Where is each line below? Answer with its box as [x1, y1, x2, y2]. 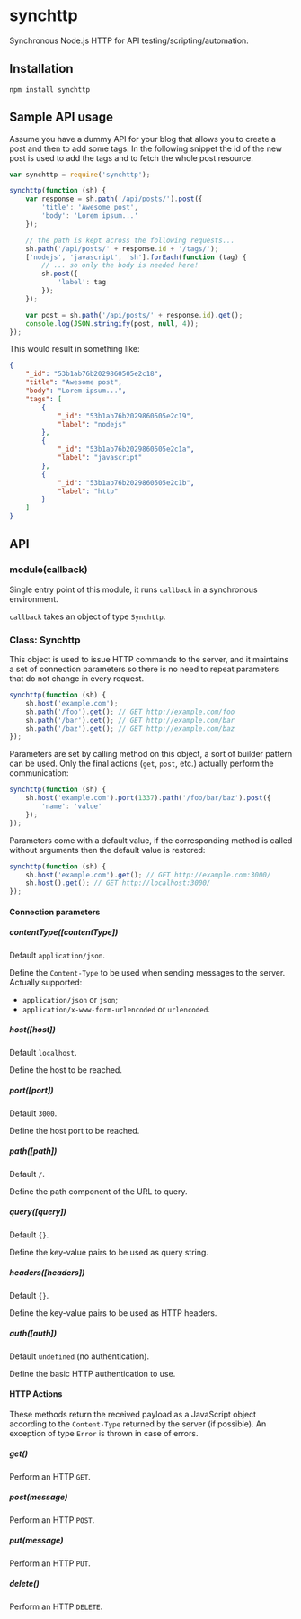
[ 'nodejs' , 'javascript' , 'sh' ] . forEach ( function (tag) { [25, 253, 247, 262]
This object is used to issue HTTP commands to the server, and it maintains [9, 654, 289, 665]
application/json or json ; [22, 994, 119, 1004]
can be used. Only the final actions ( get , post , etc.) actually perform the [9, 758, 274, 769]
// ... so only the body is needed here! [41, 261, 199, 270]
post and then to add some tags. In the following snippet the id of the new [9, 143, 283, 154]
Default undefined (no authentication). [9, 1351, 150, 1362]
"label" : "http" [57, 487, 119, 496]
